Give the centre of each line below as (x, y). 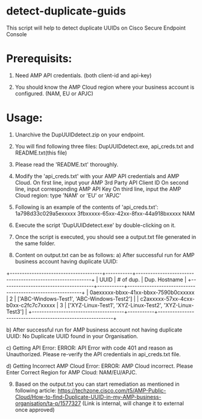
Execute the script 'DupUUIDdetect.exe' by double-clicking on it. (95, 225)
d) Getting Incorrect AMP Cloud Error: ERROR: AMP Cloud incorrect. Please (100, 366)
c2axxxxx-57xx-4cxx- (167, 299)
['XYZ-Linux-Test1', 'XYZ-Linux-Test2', (115, 305)
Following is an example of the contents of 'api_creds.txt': (87, 207)
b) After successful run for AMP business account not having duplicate (94, 330)
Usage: (25, 118)
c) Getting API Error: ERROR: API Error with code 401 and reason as (90, 348)
